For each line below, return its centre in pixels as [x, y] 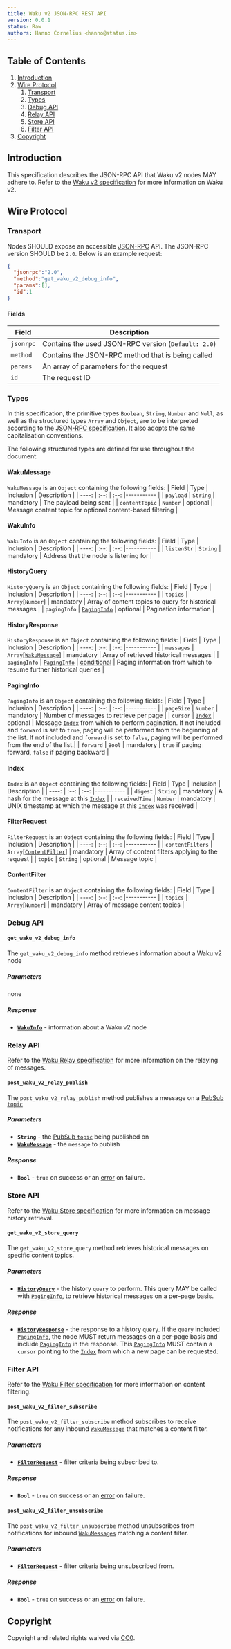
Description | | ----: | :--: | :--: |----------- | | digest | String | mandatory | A [115, 791]
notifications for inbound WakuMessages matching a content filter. [98, 1533]
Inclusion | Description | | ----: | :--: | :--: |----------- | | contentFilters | [110, 844]
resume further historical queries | [56, 669]
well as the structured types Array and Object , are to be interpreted [103, 421]
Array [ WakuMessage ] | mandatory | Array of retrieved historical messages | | [113, 655]
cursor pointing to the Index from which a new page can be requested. [118, 1351]
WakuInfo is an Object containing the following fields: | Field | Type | [103, 541]
